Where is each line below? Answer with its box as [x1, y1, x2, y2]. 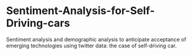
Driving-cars [6, 16, 71, 30]
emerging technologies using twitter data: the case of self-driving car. [6, 42, 177, 49]
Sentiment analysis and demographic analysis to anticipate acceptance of [6, 36, 187, 43]
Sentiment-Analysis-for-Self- [6, 4, 155, 18]
